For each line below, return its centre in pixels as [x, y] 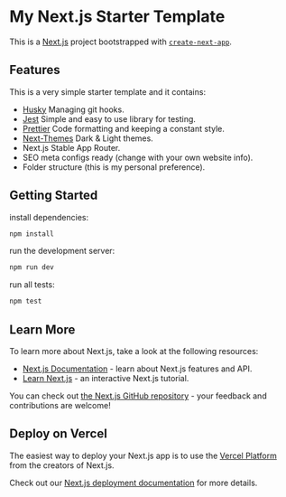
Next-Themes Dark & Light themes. [88, 138]
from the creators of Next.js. [62, 465]
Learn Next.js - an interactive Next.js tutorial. [106, 378]
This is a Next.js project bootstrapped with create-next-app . [121, 42]
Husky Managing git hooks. [73, 109]
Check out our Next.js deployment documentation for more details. [134, 483]
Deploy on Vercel [59, 434]
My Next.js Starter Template [117, 17]
